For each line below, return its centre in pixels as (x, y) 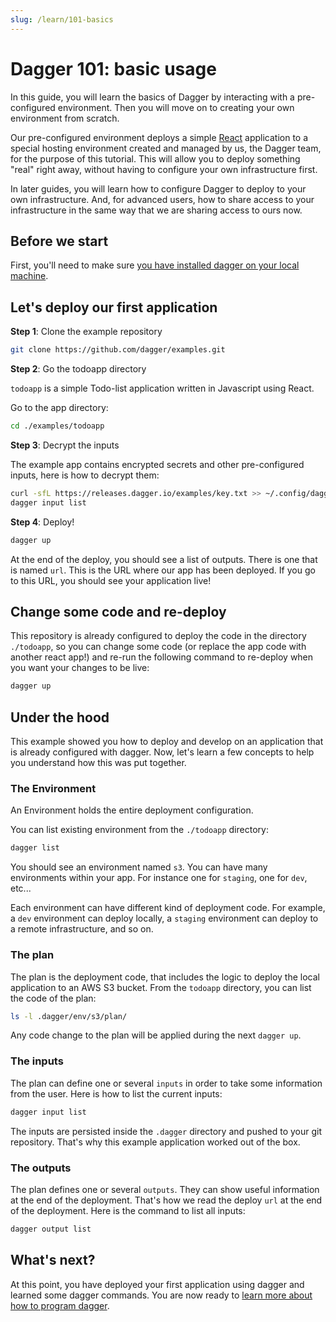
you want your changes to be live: (80, 668)
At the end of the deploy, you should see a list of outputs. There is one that (164, 559)
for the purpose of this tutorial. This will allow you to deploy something (155, 158)
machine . (29, 276)
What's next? (53, 1260)
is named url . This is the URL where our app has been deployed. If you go (163, 570)
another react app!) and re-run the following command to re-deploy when (162, 657)
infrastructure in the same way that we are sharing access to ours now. (156, 210)
